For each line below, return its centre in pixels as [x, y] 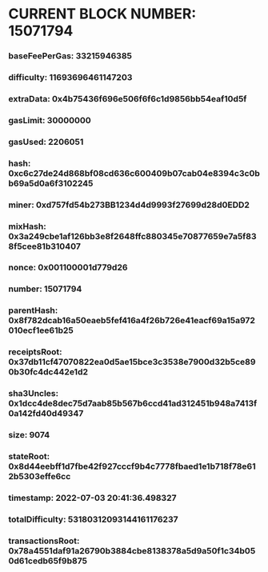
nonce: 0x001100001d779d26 [68, 267]
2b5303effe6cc [40, 477]
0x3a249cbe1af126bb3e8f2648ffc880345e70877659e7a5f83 [133, 236]
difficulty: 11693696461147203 [70, 78]
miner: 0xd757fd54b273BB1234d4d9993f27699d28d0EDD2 [129, 205]
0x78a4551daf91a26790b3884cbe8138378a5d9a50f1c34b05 [132, 550]
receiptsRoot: [35, 352]
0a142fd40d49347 [46, 414]
